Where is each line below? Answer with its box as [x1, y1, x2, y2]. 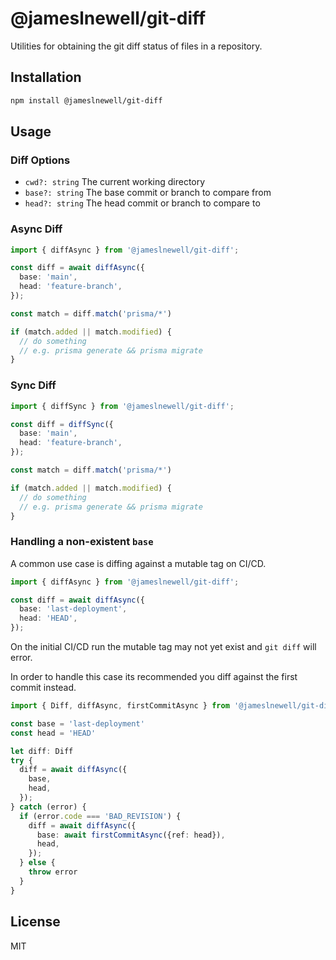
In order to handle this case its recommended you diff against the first [10, 671, 298, 683]
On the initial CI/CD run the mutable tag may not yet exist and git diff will [10, 641, 317, 653]
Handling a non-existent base [10, 535, 154, 549]
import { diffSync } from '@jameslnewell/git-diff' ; [10, 401, 235, 411]
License [10, 913, 61, 931]
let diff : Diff [10, 746, 74, 756]
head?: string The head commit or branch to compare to [24, 197, 261, 209]
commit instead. [10, 682, 77, 694]
